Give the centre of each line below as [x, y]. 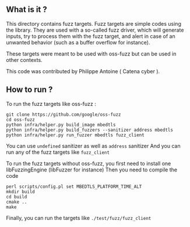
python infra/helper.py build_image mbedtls [61, 125]
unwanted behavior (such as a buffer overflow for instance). [78, 42]
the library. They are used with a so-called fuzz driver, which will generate [95, 30]
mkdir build [20, 192]
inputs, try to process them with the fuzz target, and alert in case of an [91, 36]
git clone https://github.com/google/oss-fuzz [64, 114]
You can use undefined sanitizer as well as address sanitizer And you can [93, 146]
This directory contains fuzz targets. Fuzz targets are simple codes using [94, 23]
